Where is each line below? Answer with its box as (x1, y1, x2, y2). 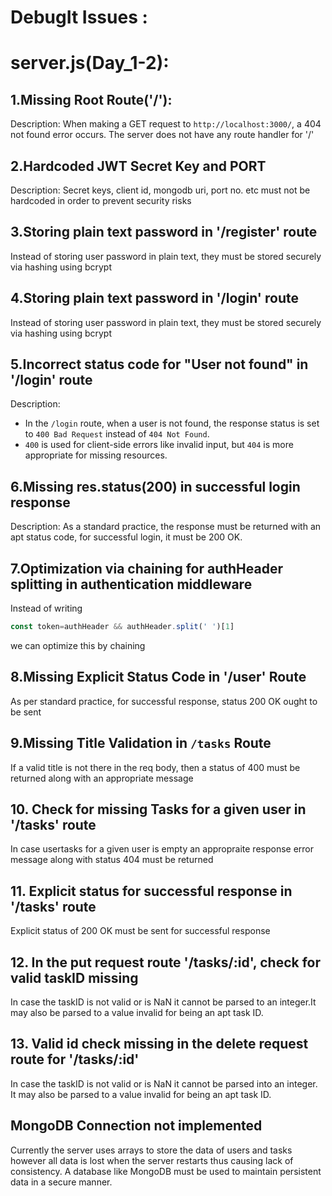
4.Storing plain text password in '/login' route (10, 290, 299, 307)
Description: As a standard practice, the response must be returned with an (10, 521, 322, 533)
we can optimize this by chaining (10, 639, 146, 651)
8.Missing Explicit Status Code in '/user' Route (10, 669, 307, 686)
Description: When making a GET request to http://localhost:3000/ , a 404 (10, 118, 322, 130)
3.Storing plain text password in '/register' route (10, 224, 318, 241)
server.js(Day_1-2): (10, 52, 170, 75)
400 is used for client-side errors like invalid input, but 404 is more (24, 439, 294, 451)
